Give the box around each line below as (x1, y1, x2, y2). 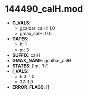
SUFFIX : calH (12, 52, 40, 58)
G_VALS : (12, 20, 31, 26)
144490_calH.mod (5, 3, 83, 15)
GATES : (12, 36, 29, 42)
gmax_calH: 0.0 (19, 30, 52, 36)
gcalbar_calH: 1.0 (19, 25, 55, 31)
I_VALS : (12, 68, 29, 74)
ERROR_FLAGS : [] (12, 84, 50, 90)
